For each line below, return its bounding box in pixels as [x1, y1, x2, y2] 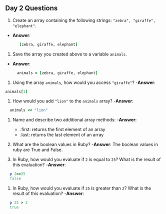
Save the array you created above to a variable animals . [12, 51, 127, 57]
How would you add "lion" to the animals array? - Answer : [12, 98, 133, 104]
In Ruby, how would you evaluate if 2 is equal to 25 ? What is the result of [12, 156, 161, 162]
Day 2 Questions [5, 4, 58, 12]
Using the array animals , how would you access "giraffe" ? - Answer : [12, 79, 156, 85]
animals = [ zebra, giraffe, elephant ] [17, 70, 98, 75]
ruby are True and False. [12, 147, 63, 153]
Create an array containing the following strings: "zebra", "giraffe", [12, 17, 156, 23]
